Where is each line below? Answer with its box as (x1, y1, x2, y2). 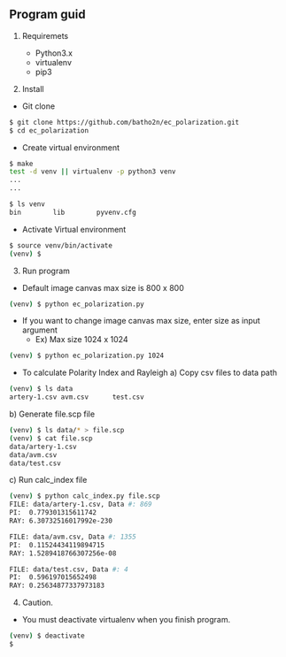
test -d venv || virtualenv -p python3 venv (9, 167, 176, 176)
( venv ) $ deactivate (9, 631, 86, 640)
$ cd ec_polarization (9, 126, 89, 135)
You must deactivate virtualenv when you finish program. (21, 615, 231, 625)
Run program (21, 265, 71, 276)
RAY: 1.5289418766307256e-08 (9, 548, 117, 558)
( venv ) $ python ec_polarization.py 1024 (9, 351, 165, 361)
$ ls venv (9, 200, 46, 209)
